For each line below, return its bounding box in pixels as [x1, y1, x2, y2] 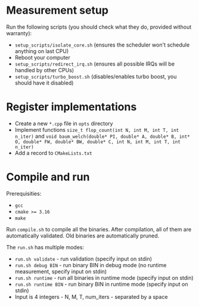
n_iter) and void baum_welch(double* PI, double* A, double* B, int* [14, 132, 191, 140]
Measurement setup [6, 4, 109, 17]
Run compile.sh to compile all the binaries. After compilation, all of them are [6, 225, 192, 233]
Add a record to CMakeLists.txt [14, 149, 92, 156]
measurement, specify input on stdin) [14, 268, 107, 275]
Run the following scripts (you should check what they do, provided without [6, 23, 192, 30]
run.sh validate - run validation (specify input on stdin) [14, 255, 153, 262]
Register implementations [6, 100, 137, 114]
